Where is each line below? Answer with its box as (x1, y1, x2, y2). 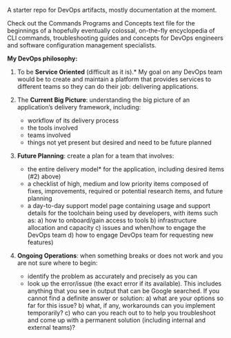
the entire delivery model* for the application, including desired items (27, 165, 225, 173)
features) (27, 238, 54, 246)
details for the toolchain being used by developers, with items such (27, 209, 219, 217)
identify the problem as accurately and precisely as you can (27, 272, 198, 280)
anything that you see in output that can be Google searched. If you (27, 287, 220, 295)
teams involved (27, 131, 71, 139)
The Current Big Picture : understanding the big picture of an (17, 96, 190, 104)
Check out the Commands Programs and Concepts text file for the (7, 19, 195, 27)
